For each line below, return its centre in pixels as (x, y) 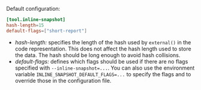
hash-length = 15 (25, 25)
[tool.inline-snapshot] (36, 20)
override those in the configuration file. (63, 80)
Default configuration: (33, 9)
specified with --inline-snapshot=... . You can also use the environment (105, 68)
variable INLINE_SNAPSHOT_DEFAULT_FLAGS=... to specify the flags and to (103, 74)
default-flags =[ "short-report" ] (46, 31)
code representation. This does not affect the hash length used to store (103, 49)
